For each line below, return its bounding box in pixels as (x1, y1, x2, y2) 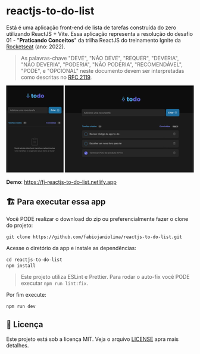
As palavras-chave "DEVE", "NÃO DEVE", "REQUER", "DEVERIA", (20, 54, 179, 61)
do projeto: (6, 222, 33, 229)
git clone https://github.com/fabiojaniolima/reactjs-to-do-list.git (6, 234, 183, 240)
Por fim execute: (6, 291, 46, 298)
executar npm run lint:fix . (20, 279, 88, 287)
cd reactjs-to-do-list (6, 257, 62, 263)
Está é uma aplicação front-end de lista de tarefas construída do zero (6, 24, 177, 31)
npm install (6, 263, 36, 269)
